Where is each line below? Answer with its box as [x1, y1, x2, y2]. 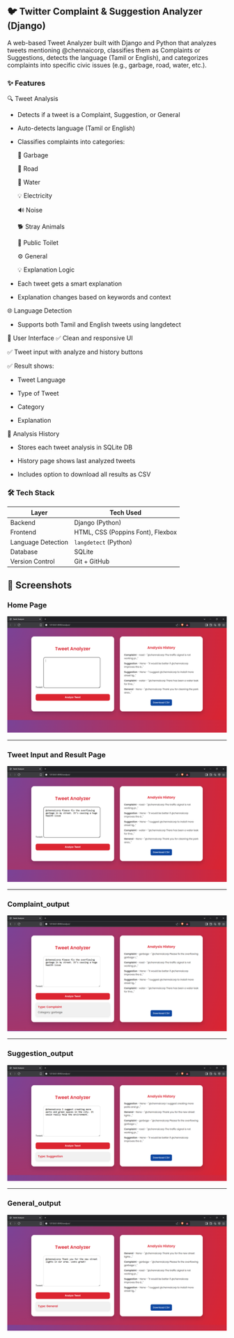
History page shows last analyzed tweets [17, 457, 136, 465]
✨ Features [7, 78, 46, 88]
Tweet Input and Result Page [7, 750, 107, 760]
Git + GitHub [74, 557, 110, 566]
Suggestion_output [7, 1049, 74, 1059]
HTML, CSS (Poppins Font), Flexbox [74, 528, 178, 536]
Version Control [10, 557, 55, 566]
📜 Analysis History [7, 430, 60, 438]
